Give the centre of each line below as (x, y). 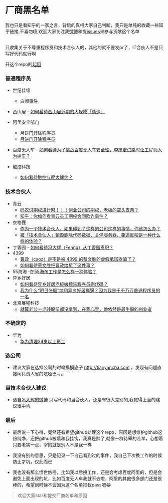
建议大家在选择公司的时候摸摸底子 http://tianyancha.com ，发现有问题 (85, 367)
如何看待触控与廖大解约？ (46, 177)
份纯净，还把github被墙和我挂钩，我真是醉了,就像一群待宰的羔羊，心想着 (88, 438)
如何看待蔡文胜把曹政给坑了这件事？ (57, 265)
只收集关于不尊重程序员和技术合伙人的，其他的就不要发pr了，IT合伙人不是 (82, 47)
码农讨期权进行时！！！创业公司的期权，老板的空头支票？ (79, 210)
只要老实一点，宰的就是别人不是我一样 (52, 444)
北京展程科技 (26, 303)
